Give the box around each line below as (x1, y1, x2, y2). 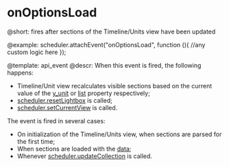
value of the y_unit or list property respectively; (16, 89, 151, 97)
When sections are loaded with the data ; (16, 144, 132, 153)
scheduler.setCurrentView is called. (16, 103, 118, 112)
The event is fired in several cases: (7, 116, 106, 125)
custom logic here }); (7, 48, 67, 56)
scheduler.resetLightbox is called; (16, 96, 113, 104)
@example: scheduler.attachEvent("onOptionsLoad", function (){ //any (7, 40, 206, 49)
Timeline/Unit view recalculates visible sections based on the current (16, 81, 213, 90)
